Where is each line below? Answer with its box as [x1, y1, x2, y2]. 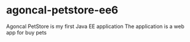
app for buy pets [6, 29, 47, 36]
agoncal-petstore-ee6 [6, 3, 119, 17]
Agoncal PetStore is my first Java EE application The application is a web [6, 23, 185, 30]
